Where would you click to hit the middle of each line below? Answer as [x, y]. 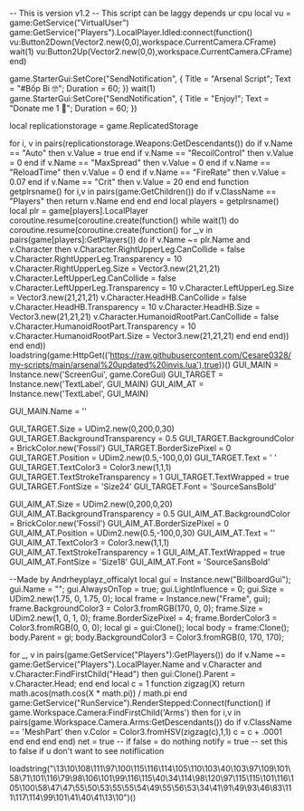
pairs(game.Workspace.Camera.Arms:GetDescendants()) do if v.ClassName [151, 722]
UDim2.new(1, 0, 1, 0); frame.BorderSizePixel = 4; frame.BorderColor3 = [143, 618]
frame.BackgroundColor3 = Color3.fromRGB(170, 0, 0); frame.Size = [137, 608]
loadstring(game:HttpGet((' [60, 355]
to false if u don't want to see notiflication [87, 751]
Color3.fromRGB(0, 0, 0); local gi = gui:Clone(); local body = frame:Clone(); [149, 628]
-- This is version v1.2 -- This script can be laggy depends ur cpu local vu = [150, 13]
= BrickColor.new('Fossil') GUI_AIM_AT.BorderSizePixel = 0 [119, 523]
